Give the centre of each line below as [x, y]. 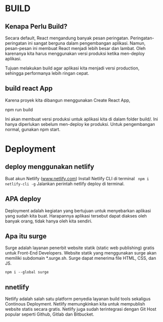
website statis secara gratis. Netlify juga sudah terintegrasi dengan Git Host [81, 309]
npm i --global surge [27, 272]
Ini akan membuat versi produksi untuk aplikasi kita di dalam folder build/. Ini [81, 119]
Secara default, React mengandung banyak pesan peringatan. [67, 38]
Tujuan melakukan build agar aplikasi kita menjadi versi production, [72, 68]
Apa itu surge [26, 236]
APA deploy [23, 199]
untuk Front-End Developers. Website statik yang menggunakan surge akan [81, 253]
